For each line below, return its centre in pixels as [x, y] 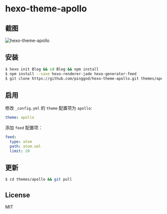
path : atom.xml [25, 146]
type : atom [21, 142]
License [18, 195]
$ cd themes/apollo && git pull [39, 180]
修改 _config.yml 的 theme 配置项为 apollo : [49, 108]
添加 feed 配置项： [24, 128]
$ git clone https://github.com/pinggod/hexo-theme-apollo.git [72, 78]
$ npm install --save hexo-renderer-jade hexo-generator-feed [71, 74]
